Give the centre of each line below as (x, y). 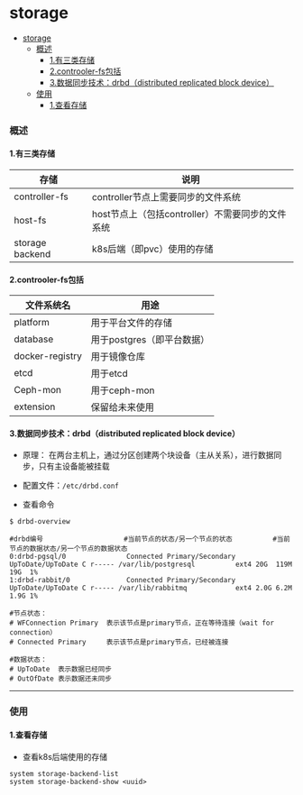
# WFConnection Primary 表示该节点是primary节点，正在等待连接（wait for (142, 623)
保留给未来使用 (123, 407)
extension (35, 407)
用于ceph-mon (123, 390)
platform (32, 323)
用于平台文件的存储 (132, 323)
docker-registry (48, 356)
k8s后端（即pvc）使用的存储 (152, 249)
